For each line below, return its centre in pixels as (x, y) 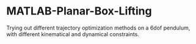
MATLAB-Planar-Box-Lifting (79, 11)
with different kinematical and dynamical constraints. (73, 34)
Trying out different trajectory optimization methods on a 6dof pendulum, (98, 28)
